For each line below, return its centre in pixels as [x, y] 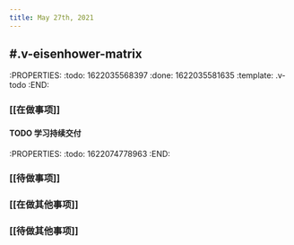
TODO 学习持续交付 [45, 133]
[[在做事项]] [35, 110]
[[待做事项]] [35, 179]
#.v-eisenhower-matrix [76, 54]
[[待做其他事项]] [44, 232]
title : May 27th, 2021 [52, 17]
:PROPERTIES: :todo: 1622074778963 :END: [90, 153]
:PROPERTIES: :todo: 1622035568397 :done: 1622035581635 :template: [142, 75]
